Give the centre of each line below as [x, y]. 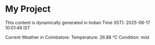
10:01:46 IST [18, 27]
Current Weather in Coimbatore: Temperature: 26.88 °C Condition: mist [77, 37]
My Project [28, 9]
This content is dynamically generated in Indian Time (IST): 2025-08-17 [78, 22]
